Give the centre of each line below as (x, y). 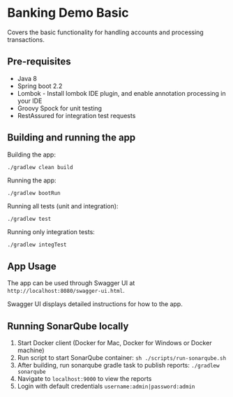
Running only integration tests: (51, 232)
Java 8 (27, 78)
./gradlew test (29, 219)
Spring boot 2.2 (40, 86)
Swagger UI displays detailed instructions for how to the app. (95, 304)
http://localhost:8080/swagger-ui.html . (66, 291)
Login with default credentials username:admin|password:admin (106, 387)
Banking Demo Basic (68, 13)
